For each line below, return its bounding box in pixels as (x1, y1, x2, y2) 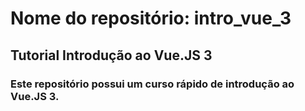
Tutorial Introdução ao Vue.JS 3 (10, 47, 213, 64)
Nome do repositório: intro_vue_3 (10, 7, 292, 30)
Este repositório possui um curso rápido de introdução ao (10, 77, 295, 91)
